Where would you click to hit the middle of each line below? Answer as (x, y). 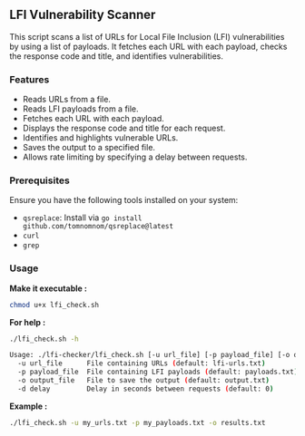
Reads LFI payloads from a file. (80, 109)
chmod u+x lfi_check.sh (54, 305)
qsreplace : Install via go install (82, 218)
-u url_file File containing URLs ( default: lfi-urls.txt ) (142, 363)
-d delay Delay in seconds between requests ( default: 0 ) (146, 389)
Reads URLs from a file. (67, 100)
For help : (28, 322)
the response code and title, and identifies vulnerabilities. (117, 56)
